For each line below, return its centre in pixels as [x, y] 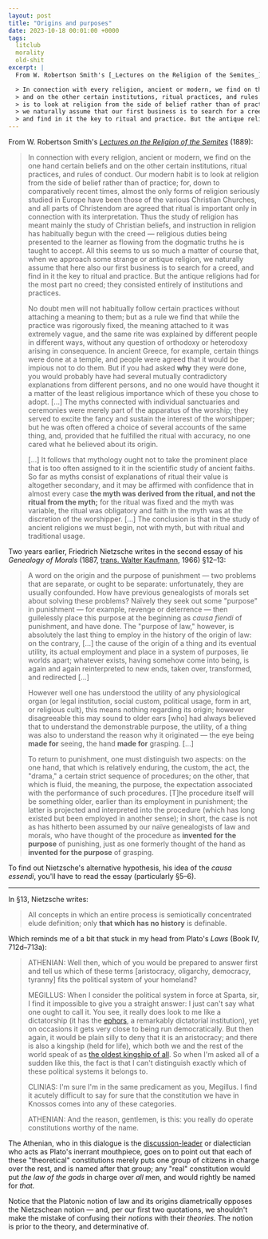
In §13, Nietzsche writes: [49, 899]
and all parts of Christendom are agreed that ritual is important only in [142, 208]
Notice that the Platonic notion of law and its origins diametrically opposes [130, 1201]
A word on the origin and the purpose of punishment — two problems [142, 575]
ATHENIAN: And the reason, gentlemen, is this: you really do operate [140, 1119]
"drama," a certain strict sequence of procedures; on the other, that [138, 776]
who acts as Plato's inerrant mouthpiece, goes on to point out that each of [130, 1152]
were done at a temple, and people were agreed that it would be [133, 359]
